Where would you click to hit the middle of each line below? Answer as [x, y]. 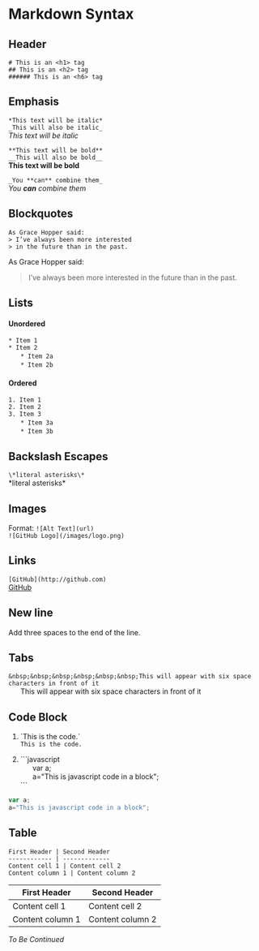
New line [31, 613]
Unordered [27, 323]
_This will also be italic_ [56, 127]
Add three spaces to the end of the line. [74, 632]
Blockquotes [41, 214]
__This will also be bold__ [56, 157]
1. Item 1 [25, 400]
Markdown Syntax [71, 14]
